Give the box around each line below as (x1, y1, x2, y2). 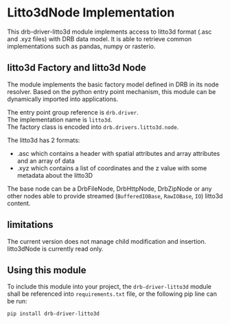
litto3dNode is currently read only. (7, 244, 104, 253)
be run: (7, 297, 27, 305)
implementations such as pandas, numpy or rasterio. (7, 42, 156, 50)
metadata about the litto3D (16, 171, 93, 179)
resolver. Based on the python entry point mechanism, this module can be (7, 87, 216, 95)
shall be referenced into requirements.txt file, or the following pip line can (7, 290, 218, 298)
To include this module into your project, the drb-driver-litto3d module (7, 283, 211, 291)
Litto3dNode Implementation (7, 5, 175, 21)
